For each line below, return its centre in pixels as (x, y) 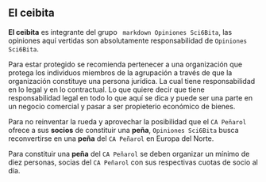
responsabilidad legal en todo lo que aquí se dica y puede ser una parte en (130, 97)
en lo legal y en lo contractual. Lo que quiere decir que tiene (106, 89)
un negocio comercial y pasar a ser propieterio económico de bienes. (122, 106)
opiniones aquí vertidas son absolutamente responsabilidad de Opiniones (128, 40)
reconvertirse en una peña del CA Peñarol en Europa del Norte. (111, 138)
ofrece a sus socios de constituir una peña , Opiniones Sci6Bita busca (124, 130)
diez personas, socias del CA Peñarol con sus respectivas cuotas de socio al (133, 162)
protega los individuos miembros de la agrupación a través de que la (120, 72)
